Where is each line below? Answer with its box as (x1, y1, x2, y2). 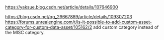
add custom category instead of (93, 24, 159, 30)
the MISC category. (5, 30, 45, 35)
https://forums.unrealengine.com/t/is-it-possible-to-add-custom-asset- (5, 19, 152, 25)
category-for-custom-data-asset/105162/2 (5, 24, 92, 30)
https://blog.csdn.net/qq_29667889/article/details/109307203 (5, 14, 133, 19)
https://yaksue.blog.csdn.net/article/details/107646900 (5, 4, 118, 10)
